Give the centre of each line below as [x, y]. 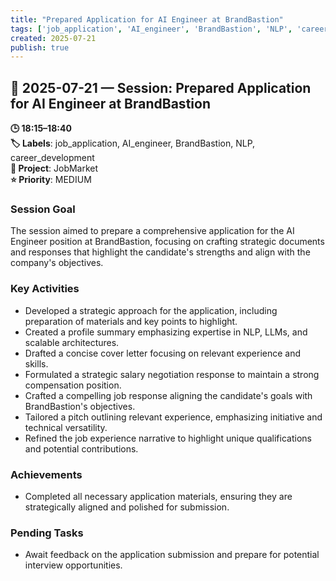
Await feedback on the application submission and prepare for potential [172, 555]
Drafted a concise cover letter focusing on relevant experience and [163, 353]
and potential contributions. [81, 448]
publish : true [40, 47]
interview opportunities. [73, 565]
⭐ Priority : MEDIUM [51, 180]
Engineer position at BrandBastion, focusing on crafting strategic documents [167, 242]
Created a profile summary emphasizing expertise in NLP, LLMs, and [166, 332]
